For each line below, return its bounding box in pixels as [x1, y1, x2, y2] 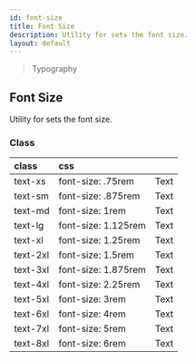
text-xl [14, 234, 44, 247]
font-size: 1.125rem [58, 220, 147, 232]
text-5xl [14, 293, 50, 306]
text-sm [14, 190, 50, 202]
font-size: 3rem [58, 293, 126, 306]
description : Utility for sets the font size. [9, 30, 189, 39]
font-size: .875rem [58, 190, 141, 202]
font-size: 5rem [58, 323, 126, 336]
